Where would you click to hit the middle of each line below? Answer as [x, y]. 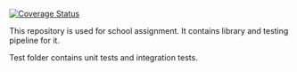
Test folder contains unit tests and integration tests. [103, 57]
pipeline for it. [35, 40]
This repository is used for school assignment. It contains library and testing [149, 31]
